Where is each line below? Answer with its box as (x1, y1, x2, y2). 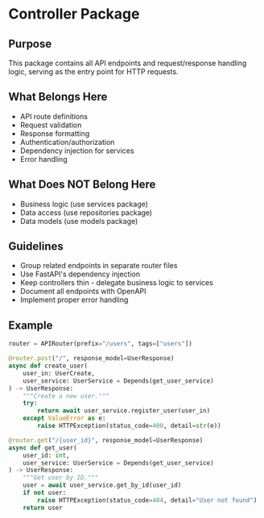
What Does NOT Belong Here (8, 178, 156, 192)
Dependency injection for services (19, 146, 134, 155)
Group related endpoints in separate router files (19, 261, 178, 271)
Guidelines (8, 239, 64, 254)
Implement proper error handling (19, 295, 129, 305)
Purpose (8, 37, 52, 51)
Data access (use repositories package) (19, 207, 153, 218)
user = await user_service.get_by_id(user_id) (23, 481, 182, 490)
